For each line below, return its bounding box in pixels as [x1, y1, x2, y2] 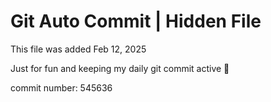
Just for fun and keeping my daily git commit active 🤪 [10, 62, 230, 74]
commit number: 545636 [10, 81, 113, 94]
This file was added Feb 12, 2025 [10, 43, 147, 55]
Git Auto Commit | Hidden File [10, 10, 262, 33]
